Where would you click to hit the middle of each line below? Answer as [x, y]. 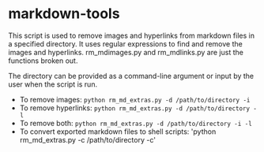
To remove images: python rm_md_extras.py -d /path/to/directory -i [135, 99]
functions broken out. [43, 61]
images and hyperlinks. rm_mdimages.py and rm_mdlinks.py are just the [126, 52]
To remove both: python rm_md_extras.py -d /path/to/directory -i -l [136, 123]
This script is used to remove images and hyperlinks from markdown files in [132, 35]
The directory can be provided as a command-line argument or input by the [131, 76]
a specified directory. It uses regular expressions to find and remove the [125, 43]
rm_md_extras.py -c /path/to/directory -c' [88, 139]
